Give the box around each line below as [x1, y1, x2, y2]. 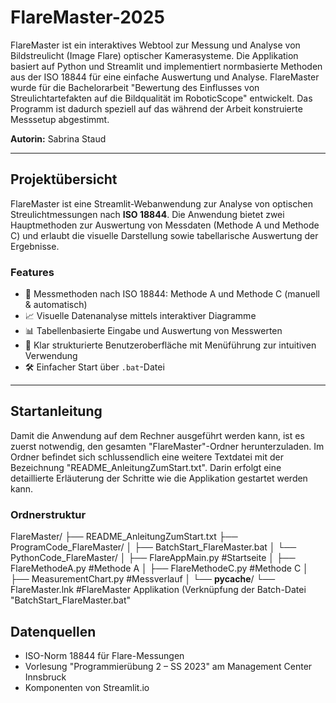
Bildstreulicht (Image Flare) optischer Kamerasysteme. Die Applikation [10, 49, 299, 61]
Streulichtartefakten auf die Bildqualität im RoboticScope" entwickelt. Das [10, 92, 313, 104]
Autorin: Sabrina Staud [10, 132, 107, 145]
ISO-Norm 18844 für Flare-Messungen [24, 649, 185, 661]
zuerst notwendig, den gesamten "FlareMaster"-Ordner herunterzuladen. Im [10, 440, 325, 452]
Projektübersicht [10, 171, 118, 188]
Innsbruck [24, 671, 67, 683]
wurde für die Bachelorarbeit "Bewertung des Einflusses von [10, 81, 260, 93]
